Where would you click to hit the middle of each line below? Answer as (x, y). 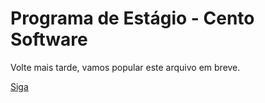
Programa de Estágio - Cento (132, 18)
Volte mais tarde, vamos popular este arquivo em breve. (125, 67)
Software (49, 39)
